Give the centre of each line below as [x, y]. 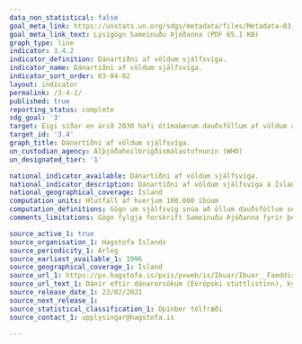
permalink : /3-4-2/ [46, 93]
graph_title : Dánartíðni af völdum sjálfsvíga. [100, 143]
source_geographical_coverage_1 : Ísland [86, 267]
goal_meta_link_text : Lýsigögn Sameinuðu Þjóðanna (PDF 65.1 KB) [134, 34]
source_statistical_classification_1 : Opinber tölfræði [116, 309]
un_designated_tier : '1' [56, 159]
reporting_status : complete [62, 110]
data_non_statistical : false [64, 18]
